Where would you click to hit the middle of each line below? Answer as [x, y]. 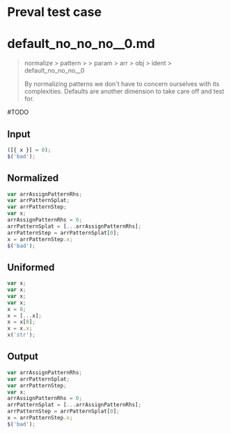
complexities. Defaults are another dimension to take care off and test [124, 92]
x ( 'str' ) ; [22, 335]
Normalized [33, 178]
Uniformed [31, 267]
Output [23, 357]
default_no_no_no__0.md [81, 44]
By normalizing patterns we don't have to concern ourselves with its [122, 84]
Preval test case [55, 12]
